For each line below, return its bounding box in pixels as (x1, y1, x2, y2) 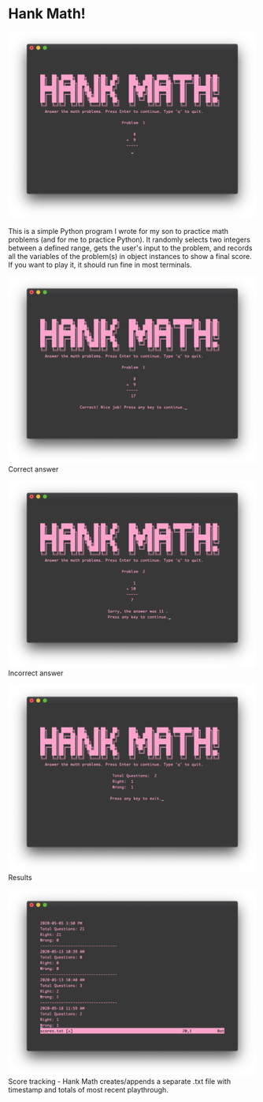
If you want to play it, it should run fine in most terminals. (8, 260, 193, 269)
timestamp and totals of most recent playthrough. (8, 1085, 169, 1095)
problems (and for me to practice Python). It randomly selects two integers (8, 235, 250, 245)
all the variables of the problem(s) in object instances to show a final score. (8, 252, 252, 261)
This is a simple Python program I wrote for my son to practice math (8, 227, 228, 236)
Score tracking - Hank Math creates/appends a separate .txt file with (8, 1077, 231, 1086)
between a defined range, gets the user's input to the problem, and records (8, 243, 253, 253)
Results (8, 872, 33, 882)
